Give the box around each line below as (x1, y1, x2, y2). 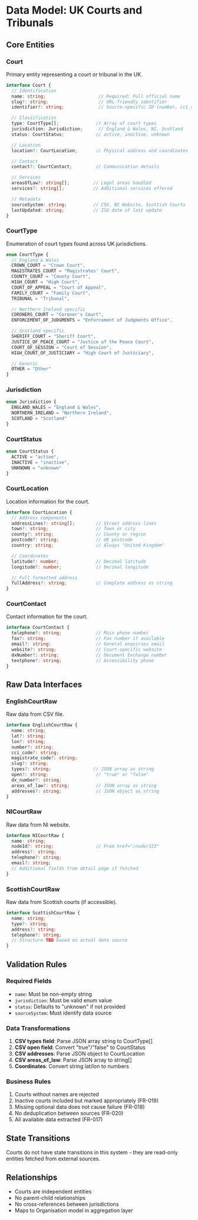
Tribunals (6, 16, 54, 30)
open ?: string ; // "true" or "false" (11, 772, 149, 778)
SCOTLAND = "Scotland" (11, 415, 67, 422)
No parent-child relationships (14, 1195, 86, 1202)
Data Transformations (6, 1024, 71, 1032)
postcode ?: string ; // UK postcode (11, 537, 133, 543)
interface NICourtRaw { (6, 832, 65, 838)
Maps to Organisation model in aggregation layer (14, 1207, 134, 1214)
